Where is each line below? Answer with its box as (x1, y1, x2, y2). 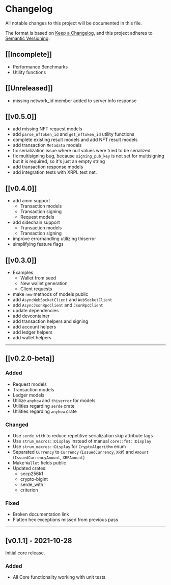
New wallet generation (20, 280, 68, 286)
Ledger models (12, 392, 45, 398)
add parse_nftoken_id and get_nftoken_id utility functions (12, 131, 135, 137)
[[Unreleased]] (5, 84, 53, 92)
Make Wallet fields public (12, 459, 66, 465)
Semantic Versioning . (5, 35, 50, 41)
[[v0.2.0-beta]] (5, 354, 55, 363)
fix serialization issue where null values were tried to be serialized (12, 148, 151, 154)
